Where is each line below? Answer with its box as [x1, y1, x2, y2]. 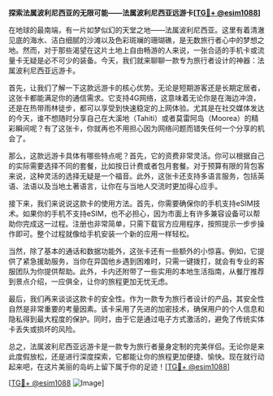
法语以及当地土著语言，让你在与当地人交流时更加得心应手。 [22, 182, 222, 191]
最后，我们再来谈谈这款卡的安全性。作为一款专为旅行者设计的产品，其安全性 [8, 294, 265, 303]
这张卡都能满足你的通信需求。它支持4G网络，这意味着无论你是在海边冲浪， [8, 93, 261, 102]
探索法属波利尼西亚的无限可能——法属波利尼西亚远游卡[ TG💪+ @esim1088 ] [8, 8, 262, 17]
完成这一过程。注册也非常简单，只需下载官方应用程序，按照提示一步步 [22, 219, 258, 228]
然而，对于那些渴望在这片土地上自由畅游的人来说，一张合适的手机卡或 [22, 45, 258, 55]
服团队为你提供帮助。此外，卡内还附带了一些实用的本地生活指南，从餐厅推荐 [8, 267, 265, 276]
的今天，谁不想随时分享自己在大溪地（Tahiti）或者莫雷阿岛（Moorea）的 [8, 114, 252, 123]
